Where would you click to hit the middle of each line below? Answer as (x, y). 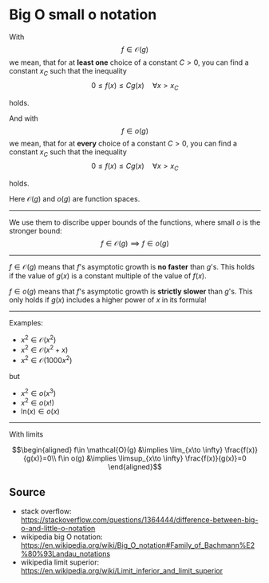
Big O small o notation (83, 15)
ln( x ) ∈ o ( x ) (40, 411)
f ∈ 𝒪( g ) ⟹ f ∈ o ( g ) (135, 244)
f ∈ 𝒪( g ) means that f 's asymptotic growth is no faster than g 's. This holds (132, 267)
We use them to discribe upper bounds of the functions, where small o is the (135, 222)
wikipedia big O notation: (61, 537)
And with (24, 118)
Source (28, 492)
